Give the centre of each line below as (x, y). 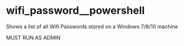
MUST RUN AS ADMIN (33, 37)
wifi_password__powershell (76, 11)
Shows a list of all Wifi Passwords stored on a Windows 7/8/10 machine (92, 26)
